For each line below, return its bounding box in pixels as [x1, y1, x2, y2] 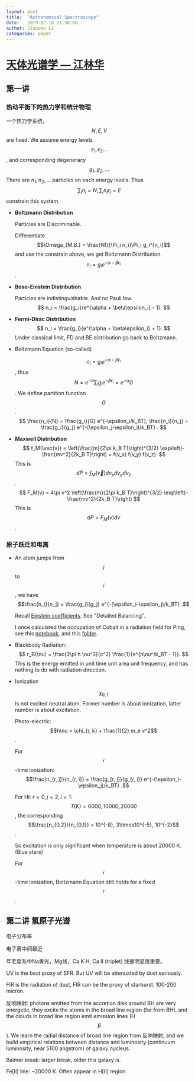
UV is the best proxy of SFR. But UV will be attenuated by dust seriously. [6, 969, 183, 977]
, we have [14, 592, 38, 599]
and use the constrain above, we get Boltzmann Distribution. [14, 250, 162, 258]
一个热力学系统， [6, 117, 48, 125]
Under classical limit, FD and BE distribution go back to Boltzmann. [14, 333, 177, 341]
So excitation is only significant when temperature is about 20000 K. [14, 842, 182, 849]
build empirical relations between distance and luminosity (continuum [6, 1039, 175, 1046]
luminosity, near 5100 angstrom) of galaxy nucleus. [6, 1045, 131, 1052]
